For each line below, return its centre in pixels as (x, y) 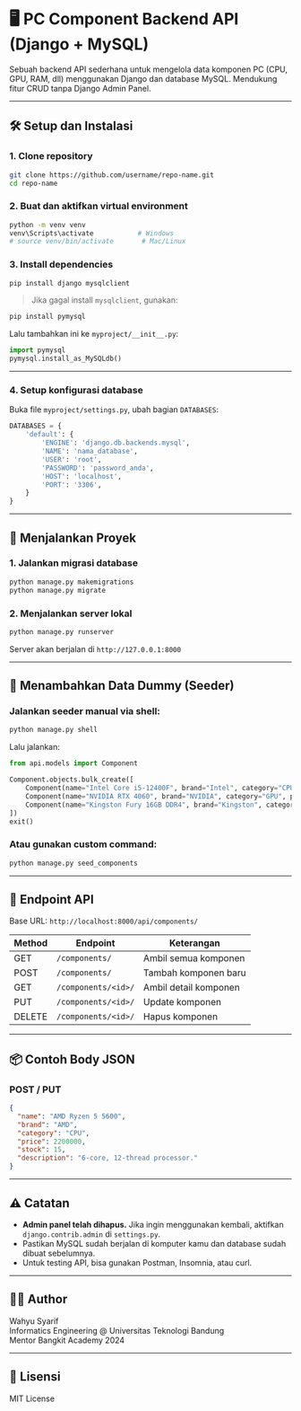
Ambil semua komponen (194, 958)
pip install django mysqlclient (69, 283)
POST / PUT (35, 1089)
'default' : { (50, 435)
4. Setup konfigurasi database (76, 391)
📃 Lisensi (35, 1377)
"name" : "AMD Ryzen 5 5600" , (72, 1116)
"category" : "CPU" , (54, 1133)
